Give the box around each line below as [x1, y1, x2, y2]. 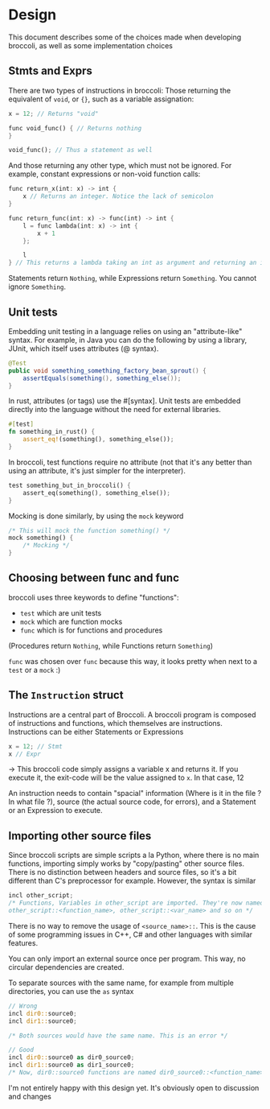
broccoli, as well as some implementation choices [8, 40, 173, 50]
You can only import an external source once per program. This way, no [8, 954, 247, 963]
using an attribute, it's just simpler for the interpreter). [8, 465, 186, 476]
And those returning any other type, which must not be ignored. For [8, 161, 232, 171]
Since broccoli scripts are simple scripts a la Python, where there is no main [8, 851, 260, 860]
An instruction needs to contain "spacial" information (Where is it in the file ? [8, 789, 262, 798]
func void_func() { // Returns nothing [8, 124, 142, 132]
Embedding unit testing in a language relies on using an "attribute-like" [8, 326, 243, 336]
